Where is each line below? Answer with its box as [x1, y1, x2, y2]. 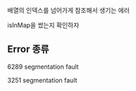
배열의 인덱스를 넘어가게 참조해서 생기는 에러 [7, 6, 130, 14]
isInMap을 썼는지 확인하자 [7, 21, 80, 29]
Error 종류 [7, 43, 49, 55]
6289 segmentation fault [7, 62, 79, 71]
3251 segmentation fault [7, 76, 78, 84]
